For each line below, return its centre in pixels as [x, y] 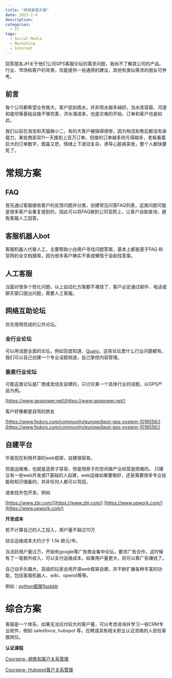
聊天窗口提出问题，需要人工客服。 [41, 293]
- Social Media [26, 39]
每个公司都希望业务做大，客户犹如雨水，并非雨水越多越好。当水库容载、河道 [86, 107]
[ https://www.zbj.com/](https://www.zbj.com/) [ [56, 503]
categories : [18, 24]
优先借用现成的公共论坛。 [32, 324]
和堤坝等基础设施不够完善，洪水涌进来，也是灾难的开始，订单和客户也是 [81, 114]
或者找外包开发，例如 [28, 493]
